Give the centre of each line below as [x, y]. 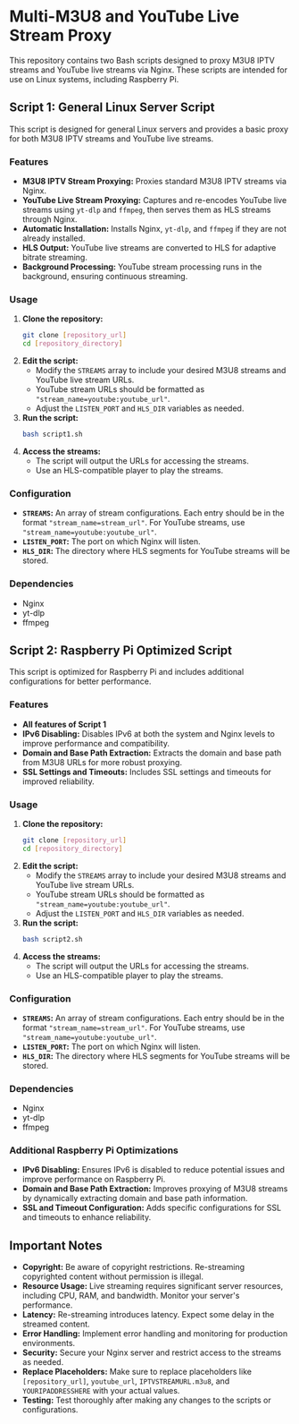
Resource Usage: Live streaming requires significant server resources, [153, 1286]
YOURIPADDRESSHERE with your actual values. [101, 1391]
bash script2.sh [52, 939]
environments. [49, 1343]
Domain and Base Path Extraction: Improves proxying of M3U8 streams [155, 1189]
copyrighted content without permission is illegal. [112, 1276]
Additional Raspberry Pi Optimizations [94, 1150]
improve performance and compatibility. [96, 743]
